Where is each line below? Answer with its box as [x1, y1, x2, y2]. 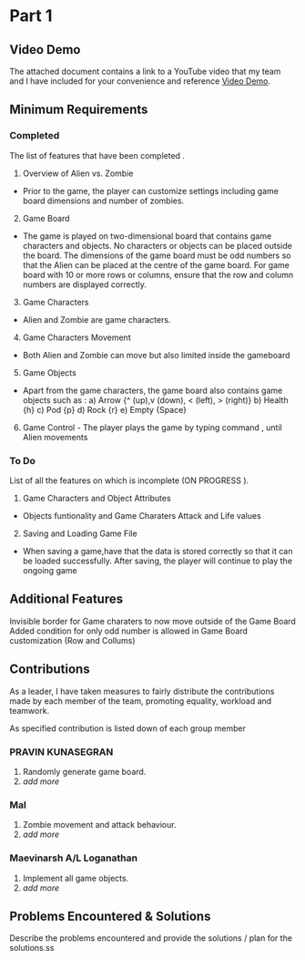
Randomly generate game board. [22, 766, 147, 777]
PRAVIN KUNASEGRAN [9, 745, 114, 758]
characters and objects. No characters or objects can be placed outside [22, 240, 293, 251]
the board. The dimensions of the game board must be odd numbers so [22, 250, 291, 261]
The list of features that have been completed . [9, 150, 185, 160]
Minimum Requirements [9, 102, 148, 118]
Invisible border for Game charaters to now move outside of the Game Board [9, 615, 296, 626]
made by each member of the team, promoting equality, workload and [9, 695, 272, 707]
